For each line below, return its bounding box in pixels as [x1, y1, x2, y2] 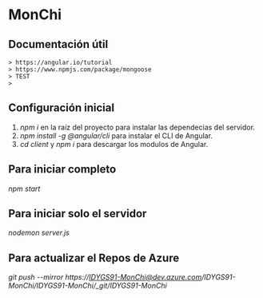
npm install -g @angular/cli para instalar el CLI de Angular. [19, 130, 213, 141]
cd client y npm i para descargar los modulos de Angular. [19, 139, 209, 149]
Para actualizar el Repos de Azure [8, 251, 180, 264]
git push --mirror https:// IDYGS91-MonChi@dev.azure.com [8, 272, 202, 282]
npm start [8, 184, 41, 193]
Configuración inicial [8, 101, 114, 115]
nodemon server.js [8, 228, 70, 237]
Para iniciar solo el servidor [8, 207, 147, 221]
